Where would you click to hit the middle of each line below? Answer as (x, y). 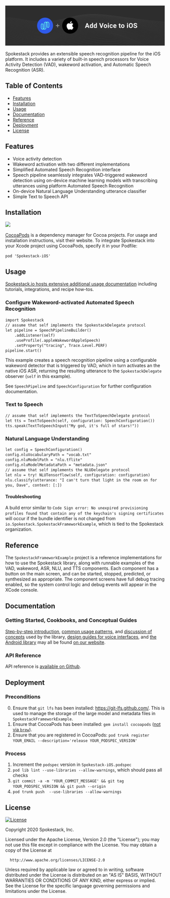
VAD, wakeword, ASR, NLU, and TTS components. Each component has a (82, 568)
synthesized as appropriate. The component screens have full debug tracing (85, 579)
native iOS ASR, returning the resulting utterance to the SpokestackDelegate (83, 371)
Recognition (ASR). (25, 70)
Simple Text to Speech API (40, 197)
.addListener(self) (35, 335)
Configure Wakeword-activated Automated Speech (70, 303)
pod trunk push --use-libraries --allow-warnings (67, 792)
